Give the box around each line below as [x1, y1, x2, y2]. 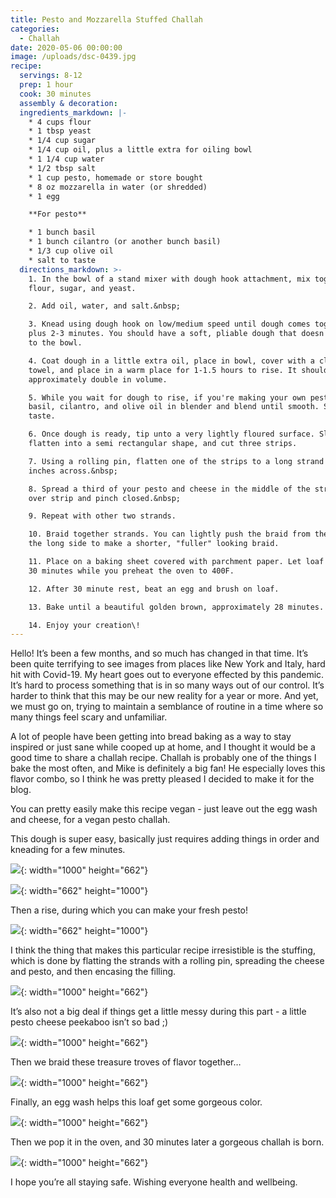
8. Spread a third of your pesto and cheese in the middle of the [28, 484, 311, 494]
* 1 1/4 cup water [28, 154, 105, 164]
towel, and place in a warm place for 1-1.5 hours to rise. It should [28, 365, 329, 375]
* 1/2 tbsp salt [28, 163, 97, 173]
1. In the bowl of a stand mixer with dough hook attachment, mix [28, 274, 311, 284]
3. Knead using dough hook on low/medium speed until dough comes [28, 319, 311, 330]
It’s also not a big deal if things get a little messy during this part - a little [10, 1006, 307, 1018]
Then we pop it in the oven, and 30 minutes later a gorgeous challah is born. [10, 1136, 325, 1148]
